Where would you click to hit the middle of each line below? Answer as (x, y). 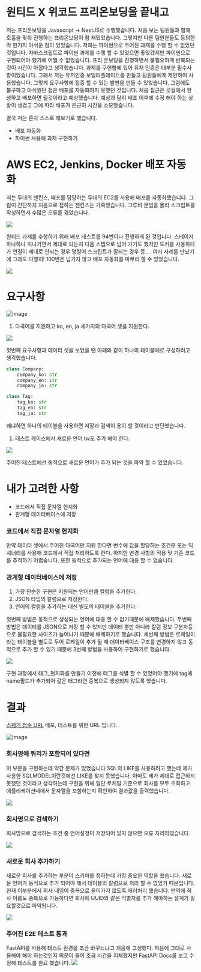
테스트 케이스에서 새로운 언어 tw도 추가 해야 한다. (72, 438)
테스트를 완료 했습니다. (44, 963)
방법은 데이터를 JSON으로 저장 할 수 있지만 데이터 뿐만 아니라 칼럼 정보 (89, 627)
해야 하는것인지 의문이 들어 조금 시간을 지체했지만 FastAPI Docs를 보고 (105, 956)
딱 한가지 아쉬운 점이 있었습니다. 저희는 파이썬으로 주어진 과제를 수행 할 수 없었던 (100, 45)
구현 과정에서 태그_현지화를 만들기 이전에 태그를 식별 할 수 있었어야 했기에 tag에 (99, 674)
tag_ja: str (32, 413)
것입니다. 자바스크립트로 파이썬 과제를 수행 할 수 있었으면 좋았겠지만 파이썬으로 (98, 52)
